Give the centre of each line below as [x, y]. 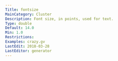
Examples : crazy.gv [25, 42]
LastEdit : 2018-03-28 [27, 46]
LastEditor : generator [28, 51]
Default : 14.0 [20, 28]
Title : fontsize [22, 10]
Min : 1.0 [14, 32]
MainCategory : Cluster [28, 14]
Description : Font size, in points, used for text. [59, 19]
